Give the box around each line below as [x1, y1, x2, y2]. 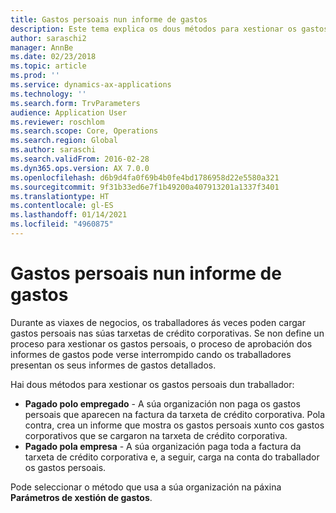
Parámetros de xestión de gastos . [10, 491, 153, 503]
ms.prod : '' [10, 71, 60, 81]
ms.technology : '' [10, 89, 87, 99]
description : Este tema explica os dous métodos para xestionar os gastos [10, 24, 329, 34]
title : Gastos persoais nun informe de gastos [10, 14, 208, 25]
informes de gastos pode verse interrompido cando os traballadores [10, 348, 292, 360]
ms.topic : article [10, 61, 87, 71]
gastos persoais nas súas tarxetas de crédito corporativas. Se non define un [10, 327, 325, 339]
